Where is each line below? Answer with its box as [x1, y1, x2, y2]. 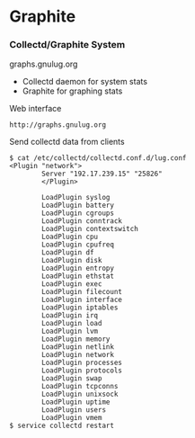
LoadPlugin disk [41, 256, 102, 265]
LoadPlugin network [41, 351, 115, 360]
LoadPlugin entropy [41, 264, 115, 273]
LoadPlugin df [41, 248, 94, 257]
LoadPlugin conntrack [41, 217, 123, 226]
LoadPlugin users [41, 406, 106, 415]
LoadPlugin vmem [41, 414, 102, 423]
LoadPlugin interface [41, 295, 123, 305]
